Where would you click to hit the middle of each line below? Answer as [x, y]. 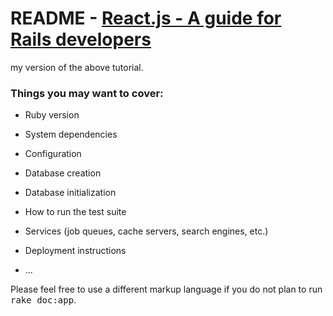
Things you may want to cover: [87, 93]
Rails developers [81, 39]
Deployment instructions [75, 251]
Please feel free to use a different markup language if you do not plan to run [166, 289]
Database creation [63, 173]
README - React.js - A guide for [146, 18]
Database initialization [70, 193]
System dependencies [71, 134]
